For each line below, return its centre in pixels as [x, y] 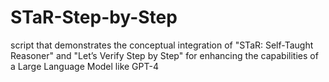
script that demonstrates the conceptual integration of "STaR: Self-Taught [162, 45]
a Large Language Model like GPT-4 [84, 66]
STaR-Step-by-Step [94, 17]
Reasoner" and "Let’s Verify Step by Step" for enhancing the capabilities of [164, 55]
